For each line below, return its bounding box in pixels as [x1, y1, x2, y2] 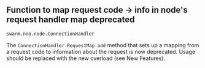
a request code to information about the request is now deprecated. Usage [6, 48, 196, 55]
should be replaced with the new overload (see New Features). [6, 55, 166, 62]
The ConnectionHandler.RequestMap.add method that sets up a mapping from [6, 41, 199, 48]
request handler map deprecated [6, 15, 135, 25]
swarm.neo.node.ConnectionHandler [6, 31, 95, 37]
